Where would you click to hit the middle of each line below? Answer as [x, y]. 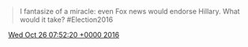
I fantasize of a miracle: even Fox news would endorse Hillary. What [130, 11]
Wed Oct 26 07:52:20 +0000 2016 [64, 35]
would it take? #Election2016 [66, 20]
